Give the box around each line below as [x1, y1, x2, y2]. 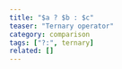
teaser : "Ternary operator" [9, 22, 115, 30]
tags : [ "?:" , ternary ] [9, 38, 94, 47]
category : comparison [9, 30, 91, 39]
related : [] [9, 47, 54, 56]
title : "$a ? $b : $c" [9, 13, 94, 22]
